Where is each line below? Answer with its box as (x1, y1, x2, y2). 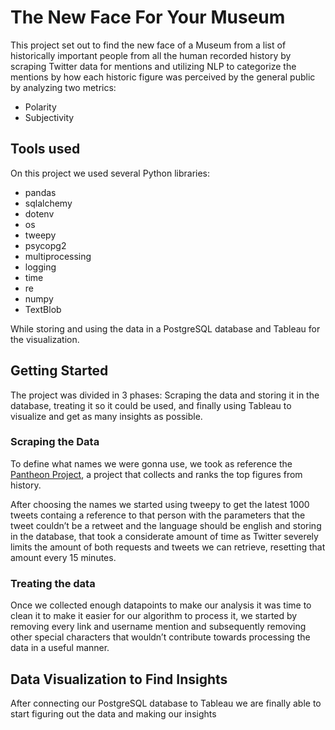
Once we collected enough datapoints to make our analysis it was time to (10, 599, 312, 611)
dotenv (24, 207, 55, 220)
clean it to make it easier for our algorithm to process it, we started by (10, 610, 298, 622)
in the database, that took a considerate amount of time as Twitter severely (10, 530, 319, 542)
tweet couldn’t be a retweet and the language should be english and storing (10, 519, 322, 531)
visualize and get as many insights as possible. (10, 410, 203, 422)
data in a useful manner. (10, 642, 110, 654)
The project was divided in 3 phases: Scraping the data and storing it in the (10, 389, 320, 401)
